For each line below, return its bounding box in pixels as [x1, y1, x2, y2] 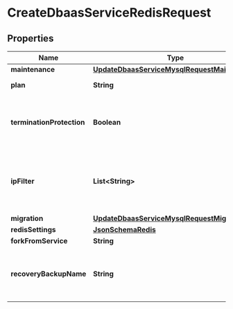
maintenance [10, 64, 55, 74]
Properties [7, 33, 54, 44]
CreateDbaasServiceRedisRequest [7, 5, 212, 21]
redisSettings [10, 225, 56, 234]
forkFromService [10, 236, 68, 245]
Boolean [93, 118, 121, 127]
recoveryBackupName [10, 269, 87, 279]
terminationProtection [10, 118, 85, 127]
